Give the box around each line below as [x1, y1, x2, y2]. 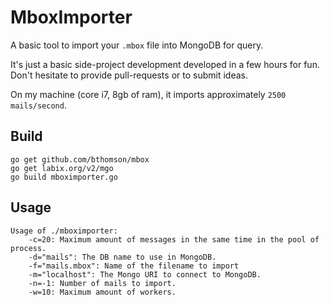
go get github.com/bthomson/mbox [10, 154, 150, 165]
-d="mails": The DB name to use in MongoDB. [28, 252, 217, 262]
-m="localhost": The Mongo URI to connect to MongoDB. [28, 269, 262, 280]
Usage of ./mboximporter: [10, 226, 118, 236]
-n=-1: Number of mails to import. [28, 278, 177, 288]
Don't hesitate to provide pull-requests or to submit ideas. [10, 69, 248, 81]
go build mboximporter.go [10, 172, 118, 182]
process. [10, 243, 47, 253]
